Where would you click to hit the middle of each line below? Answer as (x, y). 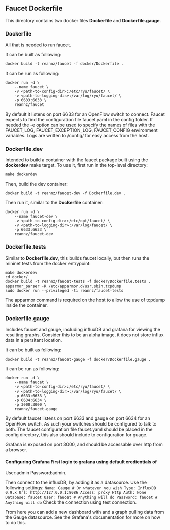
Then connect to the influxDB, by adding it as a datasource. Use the (76, 483)
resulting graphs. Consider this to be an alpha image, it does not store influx (84, 335)
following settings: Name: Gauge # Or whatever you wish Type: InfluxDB (81, 488)
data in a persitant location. (34, 340)
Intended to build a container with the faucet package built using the (77, 160)
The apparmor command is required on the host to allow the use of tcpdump (85, 300)
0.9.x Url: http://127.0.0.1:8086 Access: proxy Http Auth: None (76, 493)
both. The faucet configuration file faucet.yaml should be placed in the (79, 429)
